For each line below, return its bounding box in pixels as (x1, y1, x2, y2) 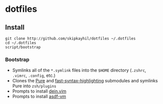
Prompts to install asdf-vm (12, 94, 67, 100)
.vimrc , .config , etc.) (12, 72, 56, 78)
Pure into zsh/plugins (12, 83, 57, 89)
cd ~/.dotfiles (5, 40, 37, 45)
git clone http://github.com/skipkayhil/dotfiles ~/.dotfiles (5, 36, 136, 41)
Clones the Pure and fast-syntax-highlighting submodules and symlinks (12, 78, 158, 84)
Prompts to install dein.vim (12, 88, 67, 94)
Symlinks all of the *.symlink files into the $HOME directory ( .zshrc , (12, 68, 147, 73)
